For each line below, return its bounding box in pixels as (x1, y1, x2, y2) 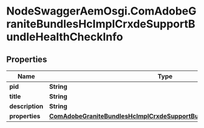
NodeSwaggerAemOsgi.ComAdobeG (6, 4, 197, 18)
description (9, 102, 44, 110)
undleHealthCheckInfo (6, 30, 123, 44)
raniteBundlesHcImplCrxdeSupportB (6, 17, 195, 31)
